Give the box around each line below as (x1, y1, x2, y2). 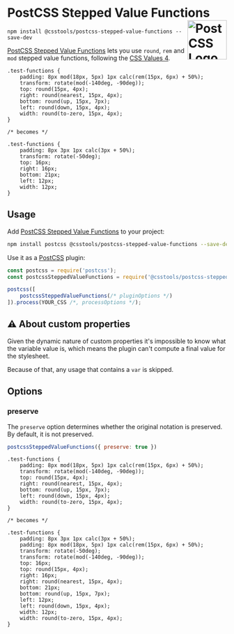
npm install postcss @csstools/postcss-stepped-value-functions (7, 240, 198, 247)
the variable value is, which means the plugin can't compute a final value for (7, 344, 226, 352)
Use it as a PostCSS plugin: (7, 253, 86, 261)
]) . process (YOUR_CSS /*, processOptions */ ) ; (7, 299, 141, 306)
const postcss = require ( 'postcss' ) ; (7, 267, 117, 274)
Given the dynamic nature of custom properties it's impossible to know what (7, 337, 226, 345)
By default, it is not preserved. (7, 430, 94, 438)
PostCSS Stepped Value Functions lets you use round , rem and (7, 46, 185, 55)
